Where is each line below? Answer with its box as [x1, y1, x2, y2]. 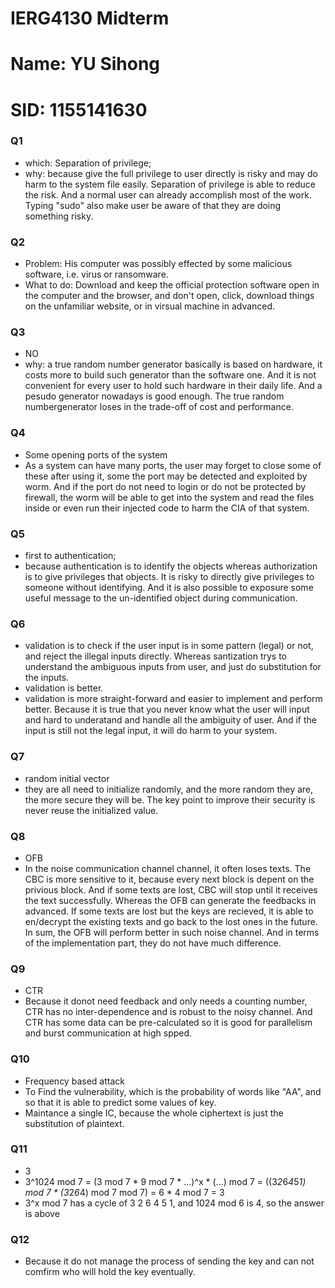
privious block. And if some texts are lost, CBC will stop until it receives [24, 883, 318, 896]
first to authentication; [24, 550, 117, 562]
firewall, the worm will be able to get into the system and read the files [24, 491, 315, 503]
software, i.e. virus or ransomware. [24, 268, 169, 281]
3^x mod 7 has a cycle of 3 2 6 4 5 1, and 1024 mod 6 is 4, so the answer [24, 1197, 325, 1209]
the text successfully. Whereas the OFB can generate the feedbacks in [24, 894, 317, 906]
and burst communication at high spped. [24, 1027, 193, 1039]
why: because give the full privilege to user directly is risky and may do [24, 167, 318, 179]
